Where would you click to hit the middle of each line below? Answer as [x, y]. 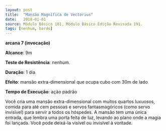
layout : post [19, 10]
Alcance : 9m [19, 53]
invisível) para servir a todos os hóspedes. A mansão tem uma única [76, 112]
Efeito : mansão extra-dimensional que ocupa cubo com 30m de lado [77, 82]
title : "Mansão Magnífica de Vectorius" [49, 15]
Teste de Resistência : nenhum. [38, 62]
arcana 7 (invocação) [28, 43]
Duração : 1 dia [20, 72]
